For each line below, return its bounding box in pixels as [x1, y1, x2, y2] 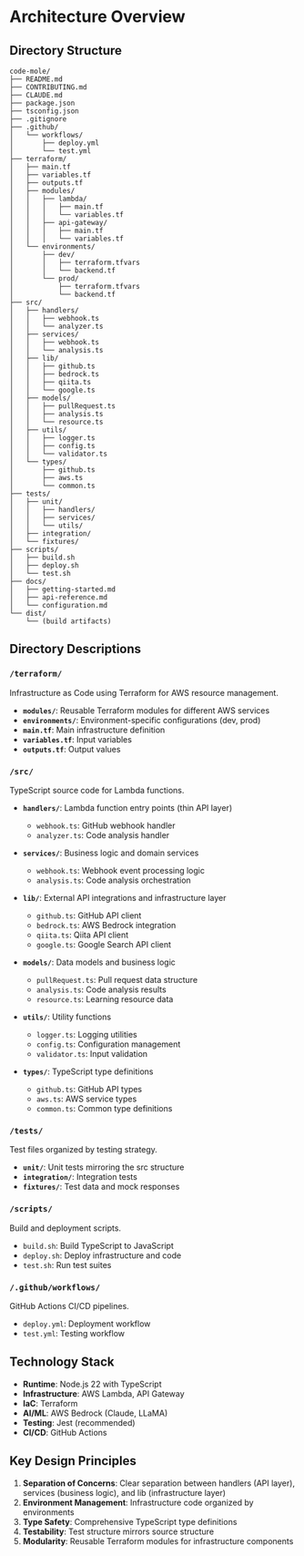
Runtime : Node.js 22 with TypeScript [22, 1378, 162, 1389]
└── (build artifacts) [25, 617, 112, 626]
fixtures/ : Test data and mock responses [22, 1182, 180, 1193]
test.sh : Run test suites [22, 1259, 112, 1270]
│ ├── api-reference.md [9, 593, 107, 602]
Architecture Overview [9, 6, 186, 27]
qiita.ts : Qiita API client [35, 929, 129, 940]
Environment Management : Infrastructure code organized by [22, 1497, 254, 1508]
